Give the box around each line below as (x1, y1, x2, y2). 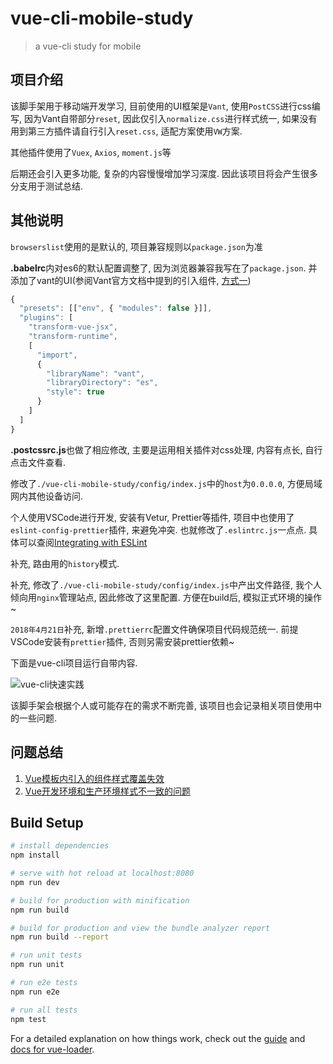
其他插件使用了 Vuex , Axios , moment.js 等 (10, 146, 172, 158)
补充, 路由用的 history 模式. (10, 557, 120, 569)
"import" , (36, 350, 78, 360)
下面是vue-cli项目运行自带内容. (10, 657, 138, 669)
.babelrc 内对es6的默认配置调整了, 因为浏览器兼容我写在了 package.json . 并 (10, 262, 318, 274)
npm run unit (10, 960, 65, 970)
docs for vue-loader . (10, 1043, 95, 1055)
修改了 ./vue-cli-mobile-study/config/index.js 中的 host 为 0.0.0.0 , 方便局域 (10, 477, 323, 489)
